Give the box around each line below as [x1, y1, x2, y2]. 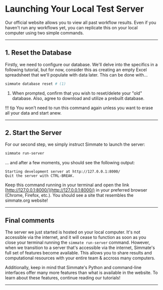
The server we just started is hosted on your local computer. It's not [5, 229, 141, 235]
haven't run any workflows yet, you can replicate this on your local [5, 24, 138, 30]
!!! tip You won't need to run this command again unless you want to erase [5, 105, 153, 111]
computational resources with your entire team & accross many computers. [5, 255, 155, 261]
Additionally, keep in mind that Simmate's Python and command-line [5, 265, 142, 271]
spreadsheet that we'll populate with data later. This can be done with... [5, 72, 148, 77]
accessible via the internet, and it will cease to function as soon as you [5, 234, 147, 240]
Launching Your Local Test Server [5, 3, 144, 15]
